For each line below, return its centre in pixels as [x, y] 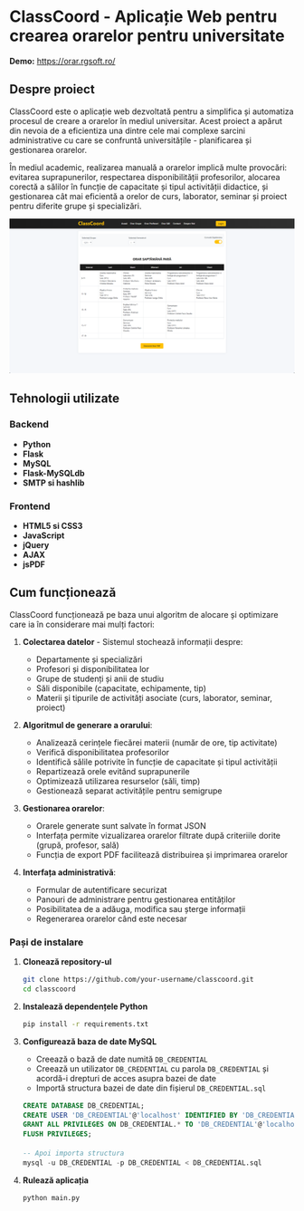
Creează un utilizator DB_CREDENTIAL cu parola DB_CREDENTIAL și [152, 1068]
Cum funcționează [63, 593]
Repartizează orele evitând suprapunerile [113, 771]
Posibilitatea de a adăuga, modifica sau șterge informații [141, 908]
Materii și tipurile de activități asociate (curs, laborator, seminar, [154, 697]
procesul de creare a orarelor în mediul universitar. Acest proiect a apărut [146, 120]
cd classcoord [49, 989]
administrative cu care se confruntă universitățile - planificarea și [130, 140]
